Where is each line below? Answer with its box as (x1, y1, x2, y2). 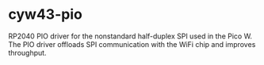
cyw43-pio (8, 5, 83, 23)
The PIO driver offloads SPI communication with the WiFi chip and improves (8, 39, 256, 49)
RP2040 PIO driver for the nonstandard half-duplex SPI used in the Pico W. (8, 31, 252, 41)
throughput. (8, 48, 47, 57)
